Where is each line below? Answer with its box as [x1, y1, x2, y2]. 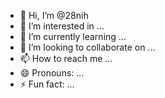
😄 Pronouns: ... [19, 67, 85, 79]
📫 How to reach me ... [19, 53, 113, 64]
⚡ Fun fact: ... [19, 78, 75, 90]
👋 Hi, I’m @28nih [19, 10, 89, 21]
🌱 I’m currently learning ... [19, 31, 127, 42]
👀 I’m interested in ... [19, 20, 105, 32]
